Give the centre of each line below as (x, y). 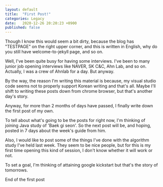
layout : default (21, 9)
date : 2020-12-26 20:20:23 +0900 (41, 23)
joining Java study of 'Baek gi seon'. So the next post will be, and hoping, (78, 126)
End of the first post (25, 180)
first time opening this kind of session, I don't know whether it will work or (79, 151)
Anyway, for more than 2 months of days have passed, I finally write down (79, 106)
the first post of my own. (30, 111)
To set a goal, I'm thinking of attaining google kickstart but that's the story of (81, 165)
